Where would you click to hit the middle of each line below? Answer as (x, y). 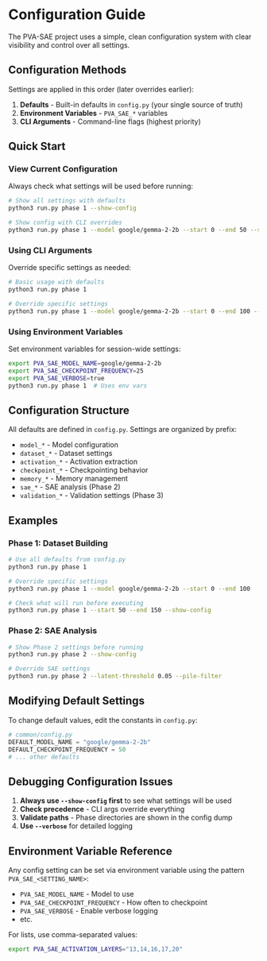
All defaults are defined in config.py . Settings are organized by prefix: (122, 430)
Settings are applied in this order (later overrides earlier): (101, 89)
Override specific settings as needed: (70, 268)
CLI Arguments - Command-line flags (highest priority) (110, 122)
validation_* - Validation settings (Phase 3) (92, 496)
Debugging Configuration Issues (91, 781)
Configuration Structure (69, 410)
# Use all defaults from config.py (67, 560)
